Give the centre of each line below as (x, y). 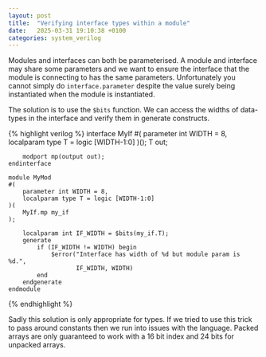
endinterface (30, 164)
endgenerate (42, 282)
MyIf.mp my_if (46, 213)
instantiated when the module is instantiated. (82, 94)
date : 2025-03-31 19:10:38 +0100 (67, 30)
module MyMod (30, 178)
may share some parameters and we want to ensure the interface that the (129, 69)
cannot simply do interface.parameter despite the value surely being (122, 86)
